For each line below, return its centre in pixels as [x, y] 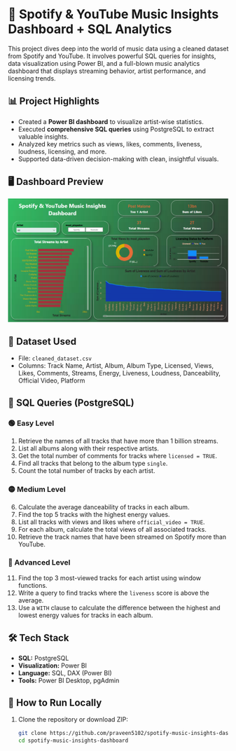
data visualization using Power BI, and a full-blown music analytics [104, 63]
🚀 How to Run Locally [55, 702]
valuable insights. [43, 137]
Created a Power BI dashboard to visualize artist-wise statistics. [111, 121]
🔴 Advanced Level [39, 563]
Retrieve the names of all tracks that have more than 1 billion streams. [118, 441]
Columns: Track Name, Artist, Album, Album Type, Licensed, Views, [116, 366]
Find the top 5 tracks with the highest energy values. [94, 515]
